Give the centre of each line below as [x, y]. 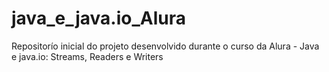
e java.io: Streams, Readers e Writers [87, 56]
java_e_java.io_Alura [98, 18]
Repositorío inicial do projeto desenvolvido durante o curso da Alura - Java [165, 46]
